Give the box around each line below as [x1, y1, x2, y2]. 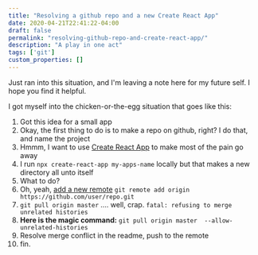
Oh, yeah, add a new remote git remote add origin [19, 184, 190, 194]
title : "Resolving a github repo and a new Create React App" [8, 11, 219, 20]
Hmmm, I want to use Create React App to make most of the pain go [19, 142, 244, 152]
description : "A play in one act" [8, 41, 123, 49]
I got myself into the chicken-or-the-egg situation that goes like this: [8, 101, 233, 111]
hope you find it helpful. [8, 86, 87, 95]
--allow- [204, 216, 233, 225]
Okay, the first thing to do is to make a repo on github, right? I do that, [19, 125, 248, 135]
